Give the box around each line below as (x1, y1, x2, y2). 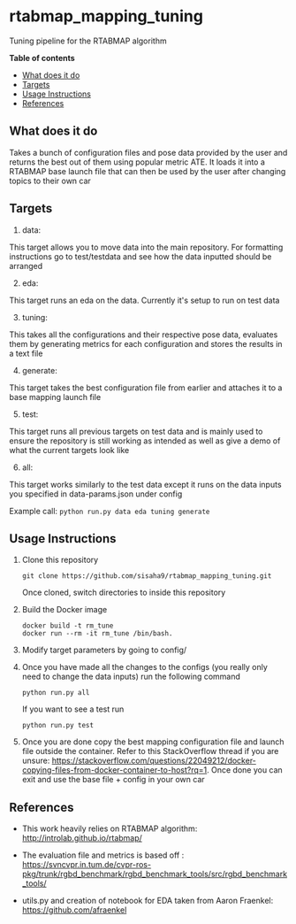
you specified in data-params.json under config (9, 489, 183, 499)
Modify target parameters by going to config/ (21, 644, 187, 656)
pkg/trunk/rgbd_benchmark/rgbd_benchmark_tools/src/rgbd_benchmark (21, 869, 288, 880)
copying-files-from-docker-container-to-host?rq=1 (21, 765, 208, 775)
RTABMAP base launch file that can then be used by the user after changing (9, 166, 286, 176)
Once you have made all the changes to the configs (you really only (21, 662, 268, 673)
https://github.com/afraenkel (21, 905, 127, 915)
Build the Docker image (21, 604, 108, 615)
